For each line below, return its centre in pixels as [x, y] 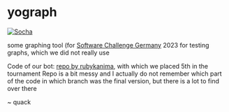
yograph [32, 12]
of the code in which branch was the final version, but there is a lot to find [113, 80]
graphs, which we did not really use [58, 52]
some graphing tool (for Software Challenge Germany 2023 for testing [108, 45]
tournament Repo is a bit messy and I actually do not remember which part [114, 73]
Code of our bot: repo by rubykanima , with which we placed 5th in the [108, 66]
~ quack [19, 101]
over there [22, 88]
